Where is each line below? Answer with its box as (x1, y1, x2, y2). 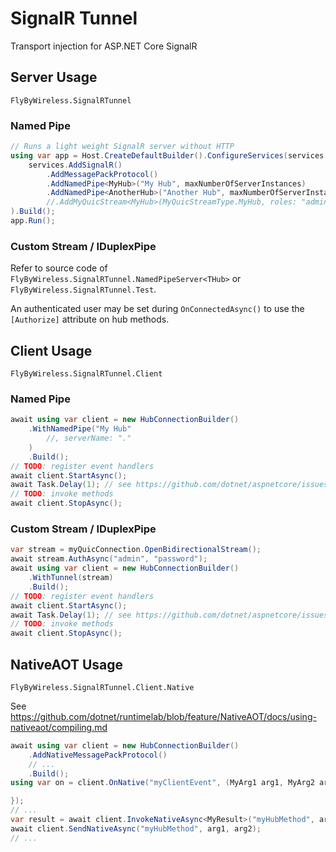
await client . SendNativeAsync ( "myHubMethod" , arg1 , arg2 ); (10, 823, 262, 834)
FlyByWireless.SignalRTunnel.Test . (10, 283, 157, 296)
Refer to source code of (10, 262, 108, 274)
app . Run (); (10, 216, 56, 226)
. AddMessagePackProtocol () (46, 169, 159, 179)
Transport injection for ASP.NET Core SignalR (10, 40, 198, 52)
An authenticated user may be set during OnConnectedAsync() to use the (10, 303, 305, 315)
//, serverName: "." (46, 433, 132, 444)
